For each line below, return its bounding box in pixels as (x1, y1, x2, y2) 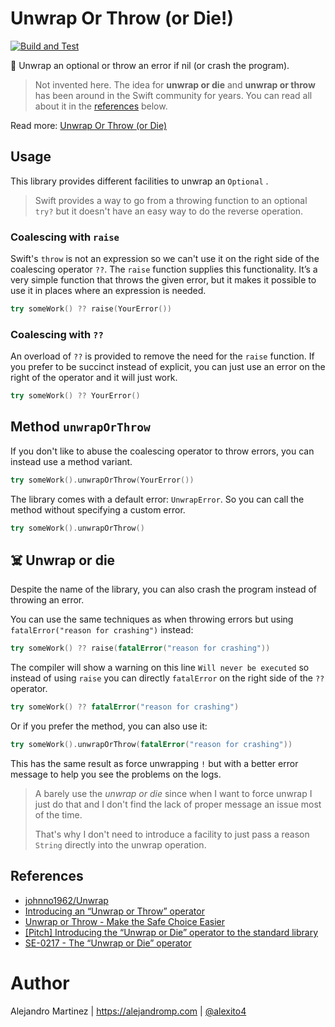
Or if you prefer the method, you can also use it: (10, 720, 208, 732)
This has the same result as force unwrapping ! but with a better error (10, 758, 299, 770)
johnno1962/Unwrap (24, 894, 109, 906)
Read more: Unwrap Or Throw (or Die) (10, 119, 168, 131)
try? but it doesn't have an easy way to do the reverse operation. (34, 205, 304, 217)
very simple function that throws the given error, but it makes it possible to (10, 274, 317, 286)
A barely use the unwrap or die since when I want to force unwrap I (34, 788, 313, 800)
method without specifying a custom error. (10, 503, 186, 516)
